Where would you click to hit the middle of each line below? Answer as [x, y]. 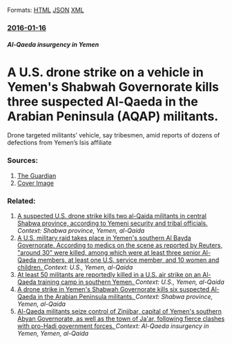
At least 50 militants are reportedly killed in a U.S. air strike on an [109, 275]
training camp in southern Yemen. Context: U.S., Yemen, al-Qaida [131, 282]
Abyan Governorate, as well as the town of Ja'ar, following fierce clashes [121, 319]
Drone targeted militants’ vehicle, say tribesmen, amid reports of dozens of [114, 135]
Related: [21, 201]
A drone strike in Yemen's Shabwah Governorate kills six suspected [113, 289]
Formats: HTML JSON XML [46, 10]
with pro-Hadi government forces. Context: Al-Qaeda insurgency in [113, 326]
